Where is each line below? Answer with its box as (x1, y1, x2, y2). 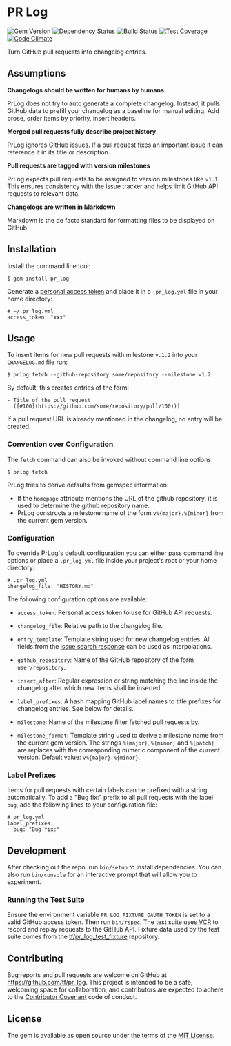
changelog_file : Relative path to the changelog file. (17, 621, 163, 630)
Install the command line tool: (7, 261, 91, 270)
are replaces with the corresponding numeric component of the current (17, 745, 221, 754)
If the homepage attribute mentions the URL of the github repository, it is (17, 494, 219, 502)
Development (7, 845, 67, 856)
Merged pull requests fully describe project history (7, 127, 157, 135)
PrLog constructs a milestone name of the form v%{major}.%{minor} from (17, 508, 224, 517)
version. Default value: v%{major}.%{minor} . (17, 753, 141, 761)
